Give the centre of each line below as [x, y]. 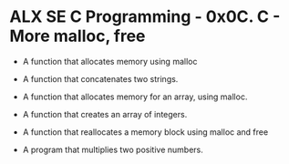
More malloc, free [77, 36]
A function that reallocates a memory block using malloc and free [145, 132]
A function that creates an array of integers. [105, 114]
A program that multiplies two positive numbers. [113, 149]
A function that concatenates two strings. [100, 78]
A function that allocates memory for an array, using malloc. [135, 97]
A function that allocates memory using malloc [110, 61]
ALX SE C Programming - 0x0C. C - [145, 17]
